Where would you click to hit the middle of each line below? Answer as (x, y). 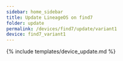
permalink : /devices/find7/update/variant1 (62, 29)
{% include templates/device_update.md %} (61, 51)
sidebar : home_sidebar (35, 12)
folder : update (25, 23)
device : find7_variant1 (36, 34)
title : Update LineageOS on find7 (50, 18)
